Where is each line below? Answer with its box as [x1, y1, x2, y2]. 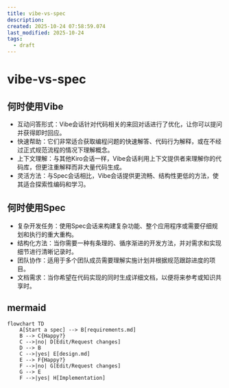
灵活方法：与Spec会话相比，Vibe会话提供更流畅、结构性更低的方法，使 [16, 172, 219, 179]
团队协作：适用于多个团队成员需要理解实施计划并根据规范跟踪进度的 [16, 255, 210, 264]
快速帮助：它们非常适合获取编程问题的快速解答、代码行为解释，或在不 [16, 137, 216, 145]
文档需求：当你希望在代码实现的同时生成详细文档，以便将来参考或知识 [16, 273, 216, 282]
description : [7, 16, 45, 23]
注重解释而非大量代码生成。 [47, 163, 125, 171]
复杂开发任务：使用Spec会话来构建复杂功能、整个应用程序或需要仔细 [16, 221, 213, 230]
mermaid [7, 302, 47, 314]
